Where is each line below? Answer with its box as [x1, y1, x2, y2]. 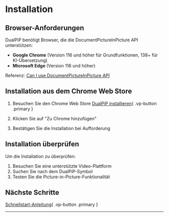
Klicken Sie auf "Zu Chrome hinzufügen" [12, 115, 97, 121]
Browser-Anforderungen [5, 24, 84, 32]
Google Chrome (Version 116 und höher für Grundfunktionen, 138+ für [12, 52, 158, 58]
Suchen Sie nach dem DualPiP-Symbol [12, 168, 93, 174]
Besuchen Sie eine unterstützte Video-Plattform [12, 163, 112, 169]
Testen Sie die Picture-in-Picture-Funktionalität [12, 174, 110, 180]
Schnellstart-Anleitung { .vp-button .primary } [5, 201, 98, 207]
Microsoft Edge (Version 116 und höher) [12, 63, 96, 68]
